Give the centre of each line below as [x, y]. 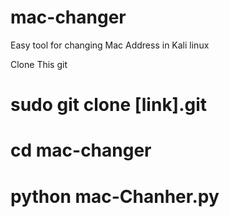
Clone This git [39, 64]
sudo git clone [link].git [109, 105]
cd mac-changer [81, 150]
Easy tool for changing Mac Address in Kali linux [110, 45]
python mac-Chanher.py [115, 196]
